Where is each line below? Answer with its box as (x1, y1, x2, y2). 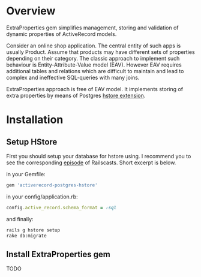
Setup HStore (6, 137, 58, 147)
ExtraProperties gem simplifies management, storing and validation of (6, 24, 179, 31)
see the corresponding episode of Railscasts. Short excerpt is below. (6, 159, 176, 166)
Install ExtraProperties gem (6, 249, 111, 259)
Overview (6, 4, 56, 18)
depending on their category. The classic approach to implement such (6, 55, 180, 62)
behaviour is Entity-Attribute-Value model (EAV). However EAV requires (6, 61, 182, 68)
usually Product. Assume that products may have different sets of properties (6, 48, 195, 55)
